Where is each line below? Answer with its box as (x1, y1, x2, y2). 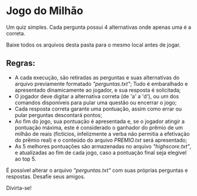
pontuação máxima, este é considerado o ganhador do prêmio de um (14, 124, 183, 131)
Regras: (6, 58, 35, 68)
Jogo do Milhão (6, 4, 84, 18)
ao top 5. (14, 155, 37, 162)
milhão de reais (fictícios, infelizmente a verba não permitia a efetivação (14, 130, 190, 137)
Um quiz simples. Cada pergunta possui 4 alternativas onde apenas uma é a (6, 24, 192, 31)
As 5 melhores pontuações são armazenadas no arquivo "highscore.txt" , (14, 142, 192, 150)
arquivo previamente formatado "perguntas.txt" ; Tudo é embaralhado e (14, 80, 188, 87)
